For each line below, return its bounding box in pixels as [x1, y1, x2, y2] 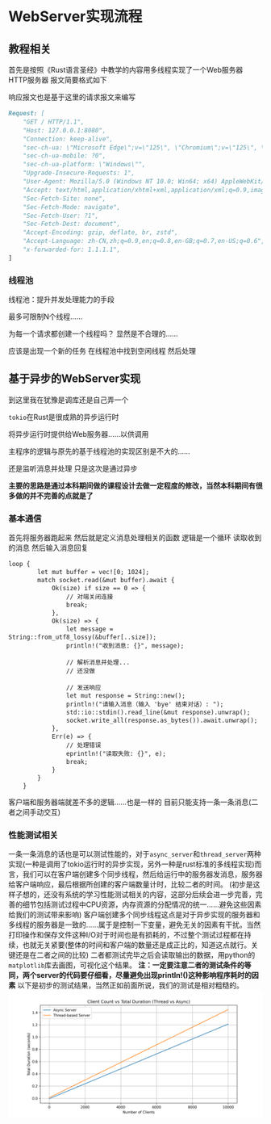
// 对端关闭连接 [65, 593, 114, 602]
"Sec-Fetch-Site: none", [23, 195, 106, 203]
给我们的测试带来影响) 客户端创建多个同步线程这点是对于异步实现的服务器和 [8, 910, 261, 920]
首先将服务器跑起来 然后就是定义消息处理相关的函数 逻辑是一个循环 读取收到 [8, 533, 262, 543]
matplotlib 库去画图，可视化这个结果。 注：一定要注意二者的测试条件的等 [8, 960, 252, 970]
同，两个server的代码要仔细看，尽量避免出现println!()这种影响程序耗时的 [8, 971, 252, 980]
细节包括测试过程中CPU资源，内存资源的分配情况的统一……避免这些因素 [22, 900, 262, 909]
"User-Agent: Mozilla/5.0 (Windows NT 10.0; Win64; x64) [23, 178, 219, 186]
